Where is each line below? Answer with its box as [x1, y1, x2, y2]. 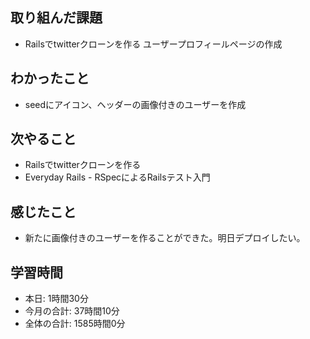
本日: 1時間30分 [24, 293, 89, 305]
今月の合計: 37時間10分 [24, 305, 120, 317]
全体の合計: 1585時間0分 [24, 318, 126, 330]
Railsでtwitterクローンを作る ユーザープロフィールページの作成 [24, 38, 283, 50]
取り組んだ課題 [10, 9, 103, 27]
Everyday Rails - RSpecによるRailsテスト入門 [24, 171, 211, 183]
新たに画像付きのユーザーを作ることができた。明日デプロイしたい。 [24, 232, 306, 244]
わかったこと [10, 70, 90, 87]
